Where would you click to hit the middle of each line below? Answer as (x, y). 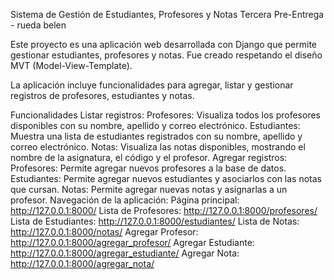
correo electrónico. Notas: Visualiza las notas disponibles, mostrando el (158, 147)
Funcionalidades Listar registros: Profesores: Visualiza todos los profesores (165, 115)
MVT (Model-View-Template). (71, 65)
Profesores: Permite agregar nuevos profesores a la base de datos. (148, 168)
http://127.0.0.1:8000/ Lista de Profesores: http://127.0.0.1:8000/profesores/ (164, 210)
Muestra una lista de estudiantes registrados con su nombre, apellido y (156, 136)
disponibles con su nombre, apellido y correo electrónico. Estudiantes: (155, 125)
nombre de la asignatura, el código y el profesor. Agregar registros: (149, 157)
